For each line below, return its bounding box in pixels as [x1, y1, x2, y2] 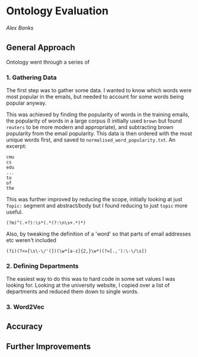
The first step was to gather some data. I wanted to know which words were [6, 87, 191, 94]
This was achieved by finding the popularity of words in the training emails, [6, 111, 190, 118]
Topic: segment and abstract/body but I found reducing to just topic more [6, 202, 188, 209]
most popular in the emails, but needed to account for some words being [6, 93, 184, 101]
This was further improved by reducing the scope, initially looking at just [6, 196, 183, 203]
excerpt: [6, 143, 27, 150]
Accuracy [6, 321, 43, 331]
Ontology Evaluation [6, 4, 108, 18]
